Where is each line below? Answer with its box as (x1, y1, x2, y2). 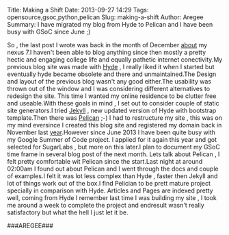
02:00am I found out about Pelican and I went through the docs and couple (7, 164, 219, 173)
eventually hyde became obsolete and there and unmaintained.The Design (7, 70, 217, 78)
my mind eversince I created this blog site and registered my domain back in (7, 121, 222, 129)
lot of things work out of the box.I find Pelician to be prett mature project (7, 180, 211, 187)
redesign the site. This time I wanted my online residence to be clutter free (7, 92, 217, 100)
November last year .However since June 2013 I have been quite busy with (7, 128, 215, 136)
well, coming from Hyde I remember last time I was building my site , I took (7, 194, 217, 201)
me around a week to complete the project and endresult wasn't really (7, 201, 205, 209)
